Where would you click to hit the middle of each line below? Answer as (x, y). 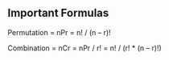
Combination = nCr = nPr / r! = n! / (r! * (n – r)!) (84, 48)
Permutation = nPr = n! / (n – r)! (59, 32)
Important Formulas (58, 13)
